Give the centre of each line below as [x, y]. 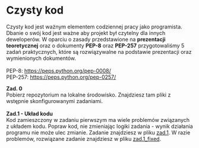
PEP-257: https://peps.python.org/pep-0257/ [61, 77]
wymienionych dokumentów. [41, 58]
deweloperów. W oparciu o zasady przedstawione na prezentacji [86, 39]
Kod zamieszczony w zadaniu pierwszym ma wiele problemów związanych [98, 120]
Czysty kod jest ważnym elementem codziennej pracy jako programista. [94, 27]
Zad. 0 [14, 88]
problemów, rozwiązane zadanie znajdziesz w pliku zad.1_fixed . [84, 139]
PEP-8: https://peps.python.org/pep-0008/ [59, 70]
